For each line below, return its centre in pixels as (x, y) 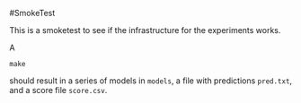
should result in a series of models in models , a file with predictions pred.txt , (151, 81)
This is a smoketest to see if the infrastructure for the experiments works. (145, 30)
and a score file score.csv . (58, 90)
